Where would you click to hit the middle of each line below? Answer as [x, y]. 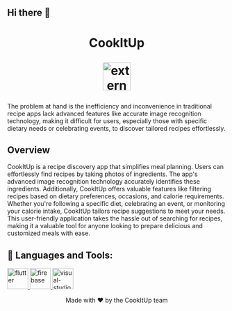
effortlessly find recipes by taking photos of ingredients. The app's [102, 174]
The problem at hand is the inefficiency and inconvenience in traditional [109, 106]
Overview [29, 150]
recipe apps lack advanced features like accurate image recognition [104, 113]
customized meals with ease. [49, 233]
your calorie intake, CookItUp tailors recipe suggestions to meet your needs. [116, 211]
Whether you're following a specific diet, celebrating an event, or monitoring [116, 204]
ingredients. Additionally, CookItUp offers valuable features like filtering [109, 189]
